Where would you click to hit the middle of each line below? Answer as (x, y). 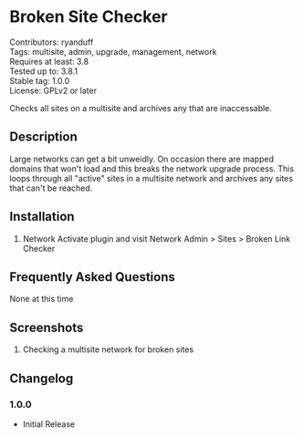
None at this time (42, 299)
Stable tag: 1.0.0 (40, 80)
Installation (42, 217)
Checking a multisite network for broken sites (108, 349)
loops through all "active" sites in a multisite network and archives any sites (151, 178)
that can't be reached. (51, 188)
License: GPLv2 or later (53, 90)
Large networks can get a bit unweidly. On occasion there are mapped (141, 159)
